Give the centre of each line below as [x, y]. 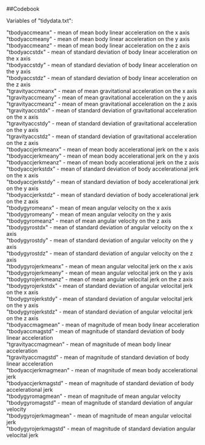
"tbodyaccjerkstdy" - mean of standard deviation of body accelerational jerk [102, 182]
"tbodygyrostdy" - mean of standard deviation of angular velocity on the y [100, 240]
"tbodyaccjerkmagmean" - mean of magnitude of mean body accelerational [102, 370]
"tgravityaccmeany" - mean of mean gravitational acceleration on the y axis [102, 97]
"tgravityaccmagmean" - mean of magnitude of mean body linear [89, 344]
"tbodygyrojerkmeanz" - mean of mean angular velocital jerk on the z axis [100, 279]
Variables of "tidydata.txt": [40, 20]
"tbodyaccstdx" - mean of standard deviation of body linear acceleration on [102, 52]
